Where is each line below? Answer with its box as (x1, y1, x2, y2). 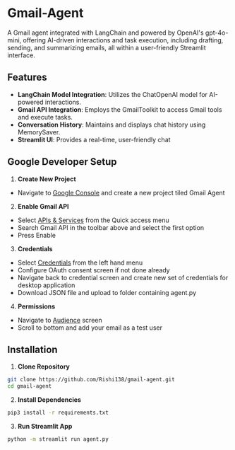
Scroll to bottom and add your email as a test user (17, 323, 162, 332)
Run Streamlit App (17, 422, 73, 430)
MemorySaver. (17, 127, 61, 136)
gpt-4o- (205, 28, 229, 37)
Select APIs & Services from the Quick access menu (17, 216, 169, 224)
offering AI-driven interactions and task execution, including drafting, (23, 35, 224, 44)
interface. (7, 51, 35, 59)
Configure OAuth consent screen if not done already (17, 265, 171, 274)
